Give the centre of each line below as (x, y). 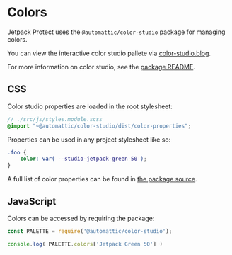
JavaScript (32, 202)
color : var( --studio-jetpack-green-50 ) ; (83, 159)
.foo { (17, 152)
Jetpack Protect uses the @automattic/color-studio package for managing (116, 32)
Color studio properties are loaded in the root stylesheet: (90, 106)
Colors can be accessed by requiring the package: (81, 218)
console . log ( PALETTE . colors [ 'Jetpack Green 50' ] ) (85, 244)
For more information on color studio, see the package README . (101, 67)
